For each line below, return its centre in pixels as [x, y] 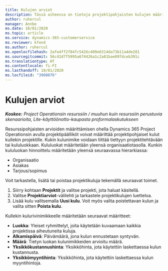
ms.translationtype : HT [30, 61]
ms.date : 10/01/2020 [27, 29]
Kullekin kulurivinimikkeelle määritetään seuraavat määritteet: [68, 216]
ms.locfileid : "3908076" [31, 75]
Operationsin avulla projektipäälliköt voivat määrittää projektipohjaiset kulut [82, 134]
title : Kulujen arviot [29, 10]
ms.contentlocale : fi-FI [31, 66]
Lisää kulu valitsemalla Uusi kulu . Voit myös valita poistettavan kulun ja [85, 201]
